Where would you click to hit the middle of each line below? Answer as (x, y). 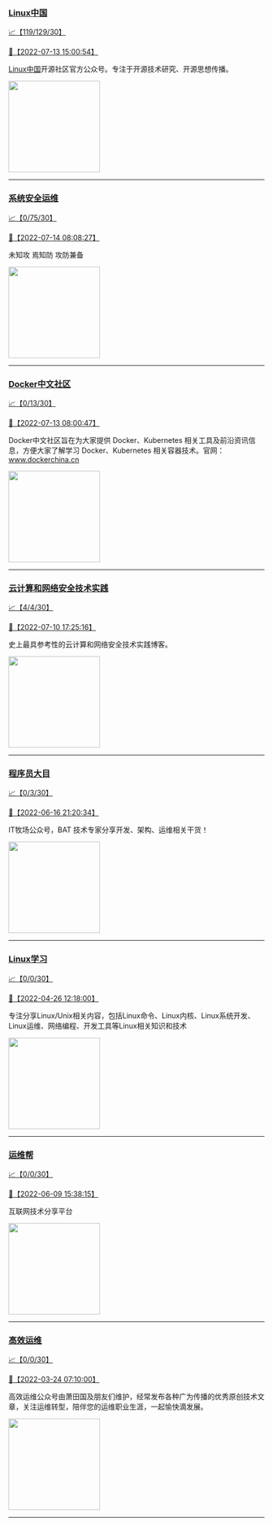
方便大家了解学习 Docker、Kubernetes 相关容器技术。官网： (123, 450)
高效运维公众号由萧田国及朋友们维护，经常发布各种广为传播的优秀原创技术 (133, 1397)
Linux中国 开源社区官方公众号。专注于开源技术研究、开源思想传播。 (121, 69)
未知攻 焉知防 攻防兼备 (46, 254)
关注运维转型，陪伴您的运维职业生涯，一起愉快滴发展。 (115, 1407)
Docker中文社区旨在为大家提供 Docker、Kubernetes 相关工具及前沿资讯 (129, 440)
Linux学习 (28, 959)
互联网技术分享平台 (41, 1212)
